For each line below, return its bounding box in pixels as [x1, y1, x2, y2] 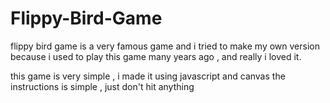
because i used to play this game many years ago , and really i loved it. [10, 50, 302, 62]
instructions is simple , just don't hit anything [10, 80, 195, 92]
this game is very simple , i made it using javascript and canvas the [10, 70, 286, 82]
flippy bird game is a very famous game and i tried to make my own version [10, 40, 320, 52]
